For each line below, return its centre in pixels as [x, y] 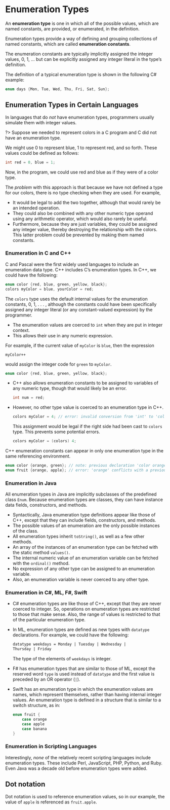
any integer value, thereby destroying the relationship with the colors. [85, 229]
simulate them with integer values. [41, 122]
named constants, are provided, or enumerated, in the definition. [73, 28]
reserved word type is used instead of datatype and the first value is [83, 674]
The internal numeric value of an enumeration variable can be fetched [85, 558]
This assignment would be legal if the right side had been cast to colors [88, 427]
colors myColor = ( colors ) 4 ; [45, 441]
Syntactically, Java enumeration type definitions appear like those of [84, 515]
